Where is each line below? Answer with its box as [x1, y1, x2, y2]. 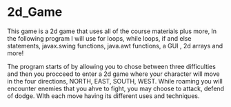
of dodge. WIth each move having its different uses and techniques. [7, 91, 200, 100]
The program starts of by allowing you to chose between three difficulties [7, 62, 216, 70]
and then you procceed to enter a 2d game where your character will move [7, 70, 220, 78]
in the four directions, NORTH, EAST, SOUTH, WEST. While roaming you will [7, 77, 223, 85]
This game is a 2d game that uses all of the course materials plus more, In [7, 27, 217, 35]
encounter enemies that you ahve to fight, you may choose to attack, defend [7, 84, 225, 93]
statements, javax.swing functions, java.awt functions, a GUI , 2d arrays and [7, 41, 223, 50]
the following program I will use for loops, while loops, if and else [7, 34, 192, 42]
